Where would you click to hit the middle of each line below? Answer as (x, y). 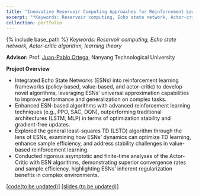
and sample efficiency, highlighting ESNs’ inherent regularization (94, 169)
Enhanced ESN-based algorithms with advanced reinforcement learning (102, 106)
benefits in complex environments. (57, 175)
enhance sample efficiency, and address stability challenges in (91, 144)
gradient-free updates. (42, 125)
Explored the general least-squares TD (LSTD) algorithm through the (98, 131)
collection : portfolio (34, 23)
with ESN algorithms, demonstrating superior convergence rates (108, 162)
